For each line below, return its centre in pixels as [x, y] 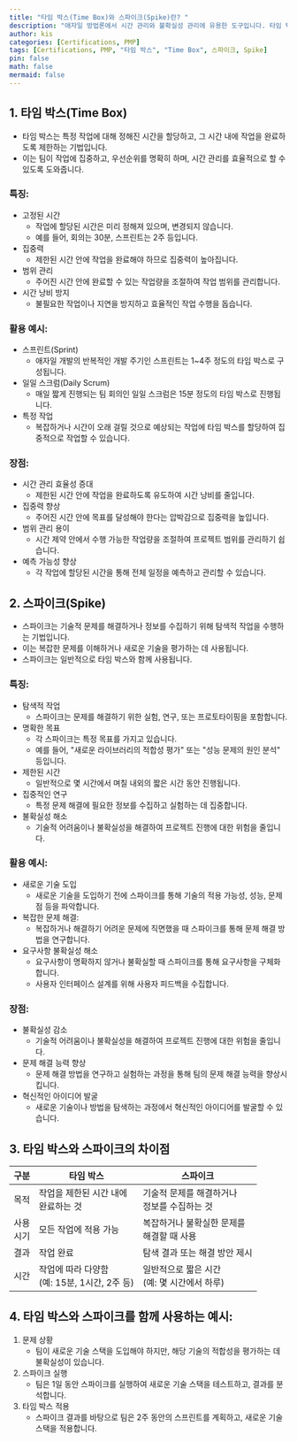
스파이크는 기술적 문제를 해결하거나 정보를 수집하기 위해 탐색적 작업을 [141, 626]
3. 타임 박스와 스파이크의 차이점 [90, 1149]
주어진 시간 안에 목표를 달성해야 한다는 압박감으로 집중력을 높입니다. [152, 518]
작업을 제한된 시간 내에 [83, 1193]
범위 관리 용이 [46, 528]
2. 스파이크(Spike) [57, 603]
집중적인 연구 [45, 794]
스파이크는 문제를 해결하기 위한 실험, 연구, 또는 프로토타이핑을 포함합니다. [161, 717]
